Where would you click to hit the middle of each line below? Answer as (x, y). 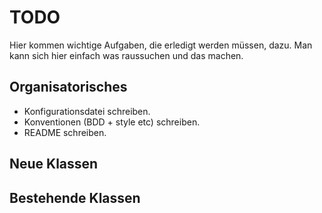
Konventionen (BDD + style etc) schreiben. (112, 122)
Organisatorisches (68, 87)
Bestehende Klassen (75, 197)
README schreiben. (65, 132)
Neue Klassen (54, 164)
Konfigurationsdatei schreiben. (87, 111)
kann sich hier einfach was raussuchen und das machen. (126, 55)
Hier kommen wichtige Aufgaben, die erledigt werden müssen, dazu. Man (161, 45)
